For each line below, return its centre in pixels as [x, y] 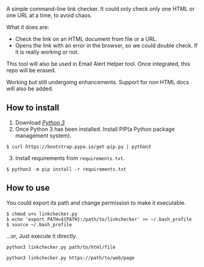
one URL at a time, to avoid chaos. [49, 15]
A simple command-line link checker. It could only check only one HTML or [100, 9]
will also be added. [30, 89]
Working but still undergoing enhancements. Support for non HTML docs [98, 82]
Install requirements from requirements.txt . [70, 158]
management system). [43, 135]
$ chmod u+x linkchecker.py [42, 214]
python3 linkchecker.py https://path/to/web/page [71, 258]
